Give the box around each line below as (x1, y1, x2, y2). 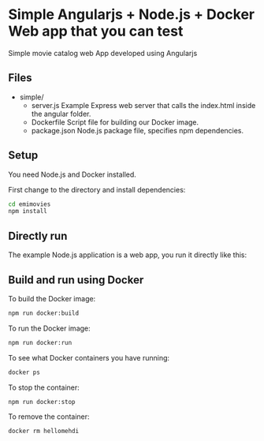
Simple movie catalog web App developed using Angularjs (8, 48, 198, 58)
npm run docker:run (8, 338, 73, 346)
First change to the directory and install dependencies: (8, 185, 186, 194)
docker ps (8, 368, 41, 376)
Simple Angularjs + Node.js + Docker (8, 6, 255, 24)
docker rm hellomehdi (8, 428, 80, 435)
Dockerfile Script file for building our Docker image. (31, 117, 199, 127)
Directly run (8, 229, 68, 242)
